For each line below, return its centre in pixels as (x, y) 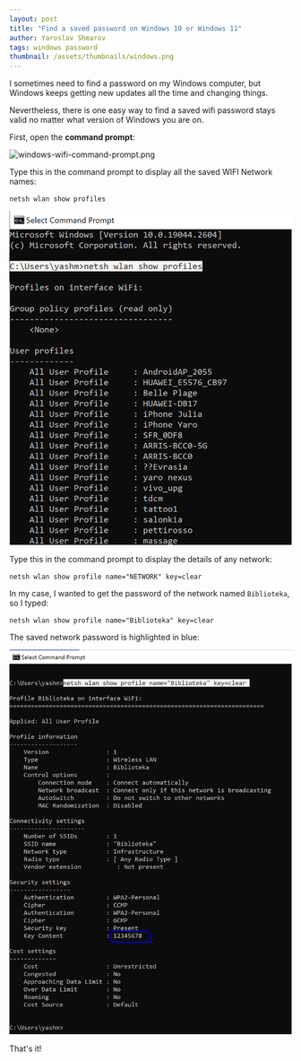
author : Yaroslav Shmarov (57, 38)
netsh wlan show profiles (57, 199)
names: (23, 182)
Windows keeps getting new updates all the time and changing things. (139, 93)
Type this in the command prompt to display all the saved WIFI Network (141, 172)
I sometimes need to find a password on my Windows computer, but (135, 83)
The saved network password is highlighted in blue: (104, 637)
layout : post (34, 19)
